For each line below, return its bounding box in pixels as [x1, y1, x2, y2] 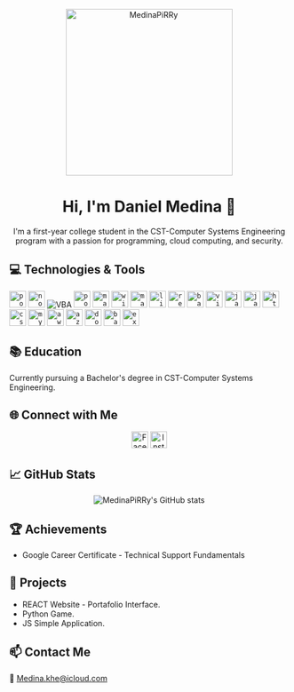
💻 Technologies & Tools [9, 262, 146, 277]
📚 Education [9, 345, 83, 360]
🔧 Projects [9, 576, 68, 591]
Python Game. [21, 608, 75, 619]
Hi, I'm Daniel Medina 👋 [61, 196, 237, 217]
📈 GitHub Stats [9, 466, 96, 481]
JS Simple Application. [21, 617, 105, 628]
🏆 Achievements [9, 521, 107, 537]
